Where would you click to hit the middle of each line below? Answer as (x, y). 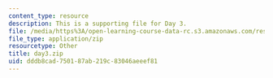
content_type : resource (49, 16)
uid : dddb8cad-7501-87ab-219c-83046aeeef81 (83, 62)
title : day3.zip (36, 54)
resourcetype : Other (43, 46)
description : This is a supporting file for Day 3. (97, 24)
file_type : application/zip (56, 39)
